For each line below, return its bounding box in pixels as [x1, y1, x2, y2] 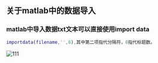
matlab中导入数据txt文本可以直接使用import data [6, 25, 150, 34]
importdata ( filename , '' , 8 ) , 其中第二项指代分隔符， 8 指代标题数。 [6, 39, 155, 45]
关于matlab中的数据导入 [6, 5, 96, 16]
